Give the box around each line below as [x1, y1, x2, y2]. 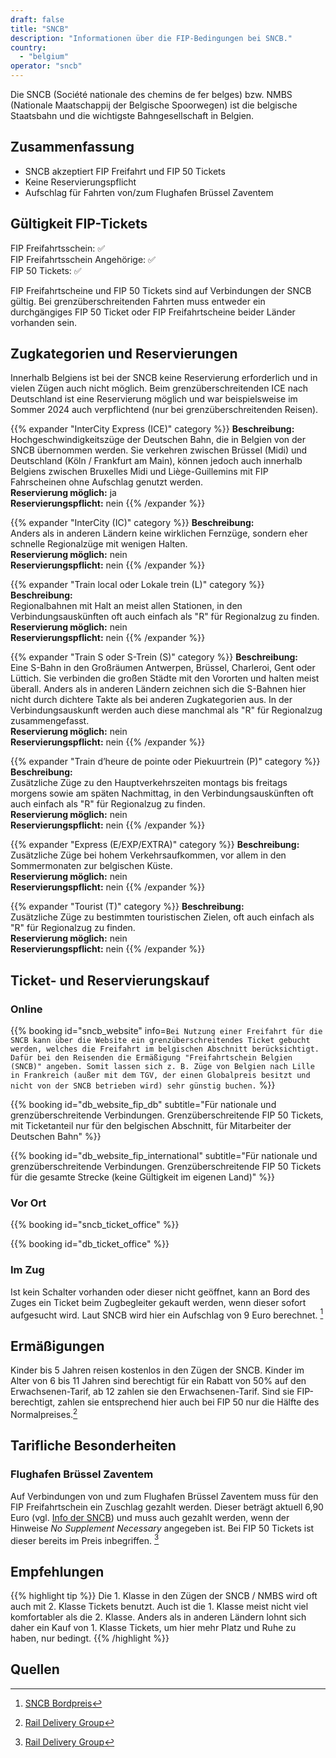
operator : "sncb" [10, 61, 83, 71]
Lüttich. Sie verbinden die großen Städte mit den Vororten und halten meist [10, 672, 320, 685]
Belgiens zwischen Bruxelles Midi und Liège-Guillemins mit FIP [10, 466, 269, 478]
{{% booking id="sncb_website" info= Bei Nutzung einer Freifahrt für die [10, 1025, 323, 1037]
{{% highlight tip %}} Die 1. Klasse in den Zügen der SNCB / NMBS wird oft [10, 1590, 318, 1601]
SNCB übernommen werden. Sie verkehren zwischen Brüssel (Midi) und [10, 444, 308, 456]
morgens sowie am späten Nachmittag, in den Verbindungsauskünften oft [10, 787, 314, 800]
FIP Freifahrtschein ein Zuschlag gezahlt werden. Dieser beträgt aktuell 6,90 [10, 1501, 324, 1513]
